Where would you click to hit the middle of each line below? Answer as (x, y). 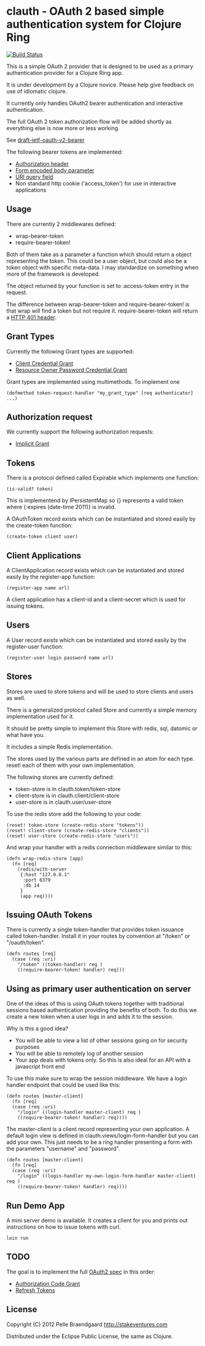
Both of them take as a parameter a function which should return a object (99, 254)
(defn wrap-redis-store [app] (45, 858)
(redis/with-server (42, 869)
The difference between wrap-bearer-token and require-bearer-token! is (98, 304)
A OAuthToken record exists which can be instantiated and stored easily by (101, 519)
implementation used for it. (41, 716)
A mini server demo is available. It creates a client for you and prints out (97, 1221)
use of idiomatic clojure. (37, 91)
